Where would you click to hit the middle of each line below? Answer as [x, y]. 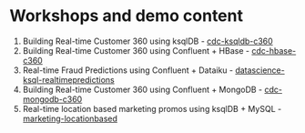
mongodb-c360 [52, 99]
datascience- [260, 70]
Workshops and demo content [127, 16]
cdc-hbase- [274, 50]
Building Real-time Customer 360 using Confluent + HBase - [136, 50]
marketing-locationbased [70, 118]
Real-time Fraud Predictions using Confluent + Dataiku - [128, 70]
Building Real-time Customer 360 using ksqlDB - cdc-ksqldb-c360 [147, 41]
